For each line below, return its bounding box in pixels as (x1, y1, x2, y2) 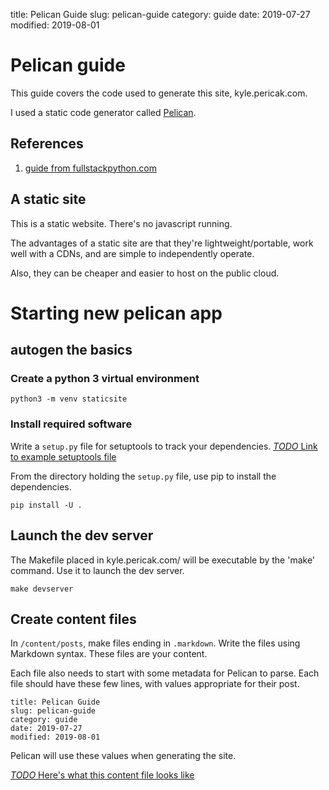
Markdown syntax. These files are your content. (10, 648, 208, 660)
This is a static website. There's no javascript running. (10, 217, 233, 229)
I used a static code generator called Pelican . (10, 106, 197, 118)
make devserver (10, 584, 74, 594)
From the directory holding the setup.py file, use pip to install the (10, 470, 277, 482)
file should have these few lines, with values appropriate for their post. (10, 678, 300, 690)
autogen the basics (10, 342, 133, 359)
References (10, 135, 84, 153)
